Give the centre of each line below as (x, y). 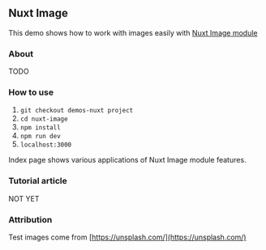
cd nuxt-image (44, 119)
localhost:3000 (46, 145)
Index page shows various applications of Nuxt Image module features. (127, 160)
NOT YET (24, 198)
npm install (40, 128)
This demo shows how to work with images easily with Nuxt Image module (133, 32)
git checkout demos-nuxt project (77, 111)
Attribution (30, 219)
